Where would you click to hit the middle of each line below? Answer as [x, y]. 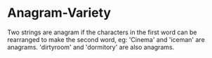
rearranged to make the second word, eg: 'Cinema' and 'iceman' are [106, 39]
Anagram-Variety [59, 13]
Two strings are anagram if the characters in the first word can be [102, 32]
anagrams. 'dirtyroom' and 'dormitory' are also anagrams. [91, 47]
